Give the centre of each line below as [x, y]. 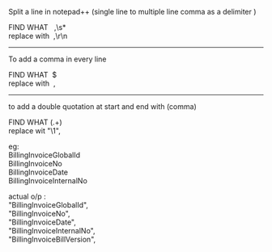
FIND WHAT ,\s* [37, 27]
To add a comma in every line [57, 59]
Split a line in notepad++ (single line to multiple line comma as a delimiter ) [132, 12]
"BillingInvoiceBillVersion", [52, 239]
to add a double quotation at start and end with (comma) [102, 107]
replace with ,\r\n [38, 36]
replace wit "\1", [34, 131]
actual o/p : [27, 196]
